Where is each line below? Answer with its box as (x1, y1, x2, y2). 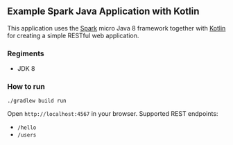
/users (17, 132, 37, 139)
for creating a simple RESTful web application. (7, 31, 139, 40)
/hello (17, 124, 37, 131)
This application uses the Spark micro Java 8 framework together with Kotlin (7, 24, 226, 32)
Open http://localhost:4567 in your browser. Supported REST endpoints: (7, 110, 218, 118)
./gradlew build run (7, 97, 67, 105)
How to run (7, 82, 45, 92)
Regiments (7, 49, 44, 58)
